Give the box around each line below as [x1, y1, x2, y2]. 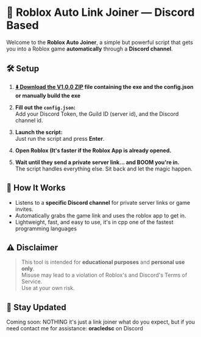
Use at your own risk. [21, 285, 75, 292]
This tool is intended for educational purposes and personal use [21, 258, 185, 266]
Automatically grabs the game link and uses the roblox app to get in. [15, 211, 186, 219]
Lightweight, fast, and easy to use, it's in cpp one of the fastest [15, 218, 174, 225]
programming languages [15, 225, 77, 232]
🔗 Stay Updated [6, 302, 67, 313]
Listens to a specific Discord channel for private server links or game [15, 199, 191, 206]
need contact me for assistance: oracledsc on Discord [6, 325, 143, 332]
